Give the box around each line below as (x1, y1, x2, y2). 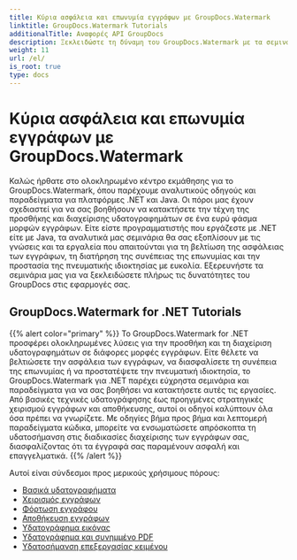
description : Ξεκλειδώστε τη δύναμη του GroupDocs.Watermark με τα (9, 37, 263, 47)
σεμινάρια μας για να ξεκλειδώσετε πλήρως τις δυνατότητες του (9, 269, 250, 280)
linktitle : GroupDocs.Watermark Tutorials (9, 21, 168, 30)
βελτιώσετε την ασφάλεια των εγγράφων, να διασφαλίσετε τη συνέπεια (9, 356, 277, 367)
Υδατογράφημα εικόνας (21, 522, 111, 533)
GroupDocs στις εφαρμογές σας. (9, 279, 131, 289)
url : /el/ (9, 54, 46, 63)
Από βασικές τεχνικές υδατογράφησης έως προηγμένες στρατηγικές (9, 394, 263, 404)
